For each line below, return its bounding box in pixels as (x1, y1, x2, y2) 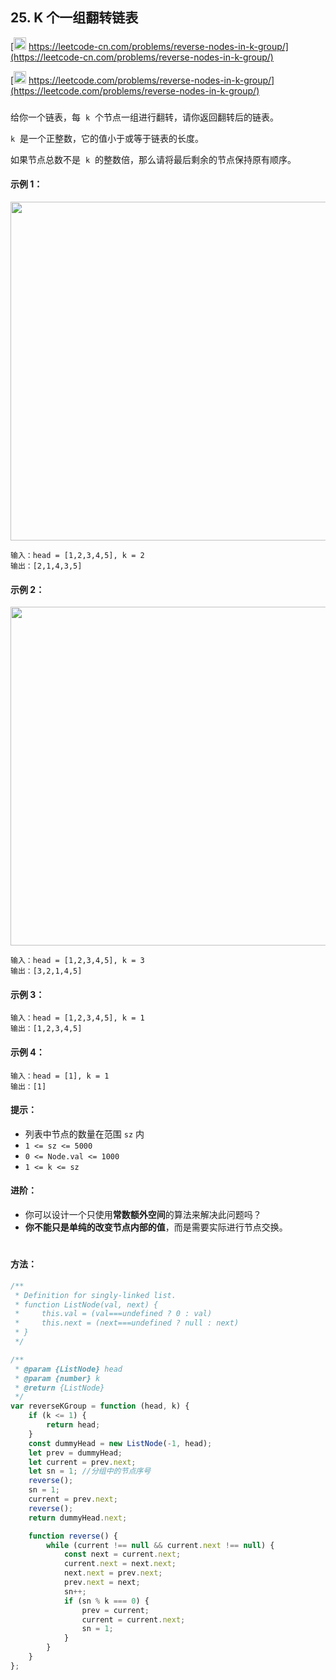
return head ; (46, 1420, 101, 1430)
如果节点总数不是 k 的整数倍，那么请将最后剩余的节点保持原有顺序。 (10, 153, 297, 165)
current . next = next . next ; (63, 1559, 177, 1569)
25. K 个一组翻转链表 (10, 9, 139, 27)
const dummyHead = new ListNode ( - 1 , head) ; (28, 1438, 213, 1448)
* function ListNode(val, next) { (14, 1299, 159, 1310)
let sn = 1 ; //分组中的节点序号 (28, 1466, 152, 1477)
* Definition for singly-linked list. (14, 1290, 177, 1300)
